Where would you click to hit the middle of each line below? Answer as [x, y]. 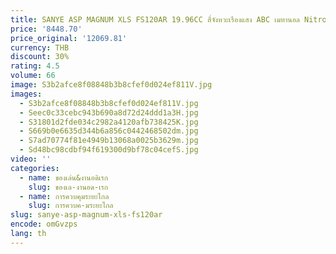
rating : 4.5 [35, 66]
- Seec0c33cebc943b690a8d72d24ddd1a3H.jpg [109, 112]
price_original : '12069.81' [69, 38]
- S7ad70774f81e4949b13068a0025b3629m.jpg [109, 141]
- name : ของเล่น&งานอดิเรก [64, 177]
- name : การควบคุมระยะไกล [64, 196]
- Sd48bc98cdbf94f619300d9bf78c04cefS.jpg [109, 150]
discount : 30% [40, 57]
